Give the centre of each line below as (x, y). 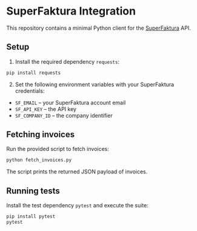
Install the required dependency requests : (67, 61)
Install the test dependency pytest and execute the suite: (77, 206)
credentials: (30, 91)
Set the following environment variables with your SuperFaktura (95, 84)
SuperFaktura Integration (71, 11)
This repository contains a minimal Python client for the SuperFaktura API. (98, 28)
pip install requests (34, 73)
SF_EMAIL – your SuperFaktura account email (70, 102)
